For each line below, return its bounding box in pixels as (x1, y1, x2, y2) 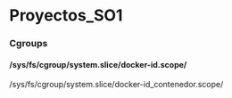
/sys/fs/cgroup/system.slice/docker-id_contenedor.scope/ (9, 79, 224, 90)
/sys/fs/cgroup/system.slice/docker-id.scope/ (9, 59, 187, 69)
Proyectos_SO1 (9, 5, 123, 26)
